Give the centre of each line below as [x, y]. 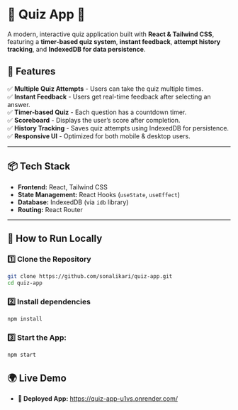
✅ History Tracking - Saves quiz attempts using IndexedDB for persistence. [118, 128]
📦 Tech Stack [39, 166]
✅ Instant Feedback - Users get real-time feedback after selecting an [109, 96]
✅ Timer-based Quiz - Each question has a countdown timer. [97, 112]
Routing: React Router [50, 209]
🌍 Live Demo [37, 378]
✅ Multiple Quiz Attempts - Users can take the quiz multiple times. [106, 89]
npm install [25, 319]
